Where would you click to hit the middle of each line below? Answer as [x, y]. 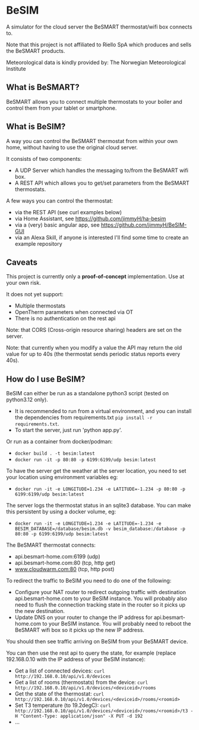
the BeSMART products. [36, 50]
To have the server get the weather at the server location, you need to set [96, 471]
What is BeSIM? [36, 127]
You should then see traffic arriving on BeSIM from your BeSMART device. [97, 642]
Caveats [22, 262]
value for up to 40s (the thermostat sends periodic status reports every [93, 354]
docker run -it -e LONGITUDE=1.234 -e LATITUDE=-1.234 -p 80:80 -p [100, 489]
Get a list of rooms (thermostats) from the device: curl [81, 683]
